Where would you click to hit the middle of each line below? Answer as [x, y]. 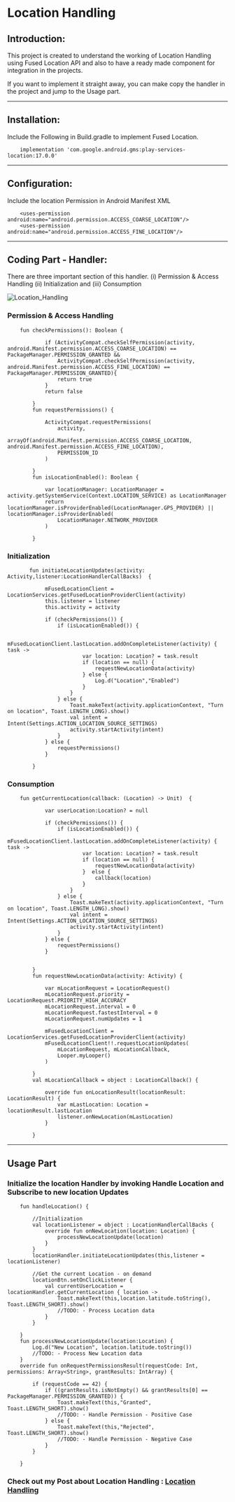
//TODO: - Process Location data [106, 1311]
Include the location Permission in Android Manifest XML [89, 200]
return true [74, 379]
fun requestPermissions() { [73, 410]
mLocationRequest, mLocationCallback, [114, 1050]
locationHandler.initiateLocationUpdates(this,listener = [119, 1256]
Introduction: [36, 39]
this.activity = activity [82, 608]
